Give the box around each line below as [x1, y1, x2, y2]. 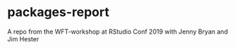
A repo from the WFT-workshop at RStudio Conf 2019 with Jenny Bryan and [7, 27, 228, 36]
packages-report [7, 4, 109, 20]
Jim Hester [7, 34, 40, 43]
